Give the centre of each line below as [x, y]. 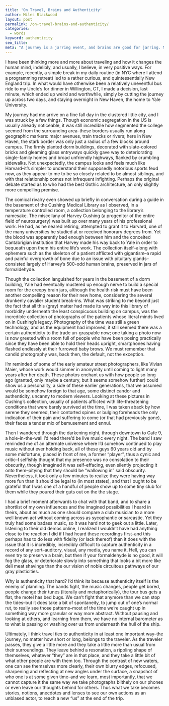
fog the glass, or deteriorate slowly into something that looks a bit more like [83, 561]
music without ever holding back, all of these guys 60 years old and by [78, 449]
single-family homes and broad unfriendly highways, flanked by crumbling [82, 158]
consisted [16, 264]
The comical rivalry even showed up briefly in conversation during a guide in [84, 199]
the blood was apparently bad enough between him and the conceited [78, 237]
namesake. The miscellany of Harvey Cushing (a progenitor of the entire [80, 216]
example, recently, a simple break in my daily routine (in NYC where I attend [84, 72]
